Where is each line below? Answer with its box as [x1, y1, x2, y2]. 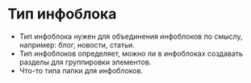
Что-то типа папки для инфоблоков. [19, 65, 143, 75]
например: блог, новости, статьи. [19, 39, 135, 49]
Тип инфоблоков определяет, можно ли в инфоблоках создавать [19, 48, 244, 58]
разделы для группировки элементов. [19, 57, 152, 67]
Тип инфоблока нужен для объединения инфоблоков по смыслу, [19, 31, 243, 41]
